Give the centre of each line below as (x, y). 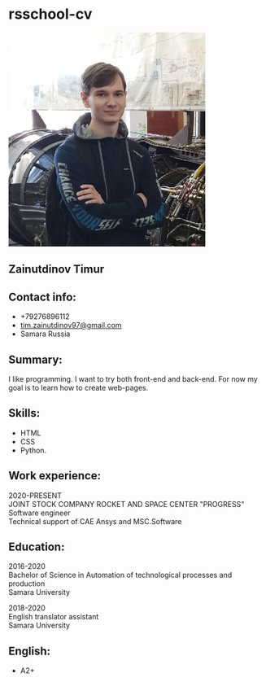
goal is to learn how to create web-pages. (78, 387)
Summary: (35, 359)
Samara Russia (45, 334)
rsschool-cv (50, 14)
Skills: (24, 413)
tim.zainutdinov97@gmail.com (71, 326)
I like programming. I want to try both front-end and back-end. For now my (133, 378)
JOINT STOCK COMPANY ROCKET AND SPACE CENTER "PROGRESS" (126, 504)
